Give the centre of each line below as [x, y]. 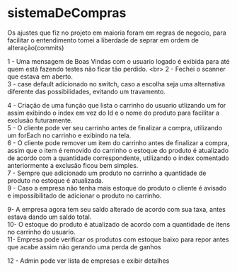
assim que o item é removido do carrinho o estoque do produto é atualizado [118, 150]
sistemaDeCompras [67, 13]
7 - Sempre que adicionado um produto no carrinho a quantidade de [107, 173]
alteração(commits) [36, 47]
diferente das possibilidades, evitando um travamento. [87, 91]
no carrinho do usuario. [41, 232]
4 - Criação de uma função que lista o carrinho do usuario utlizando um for [117, 105]
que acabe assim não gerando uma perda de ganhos [84, 246]
